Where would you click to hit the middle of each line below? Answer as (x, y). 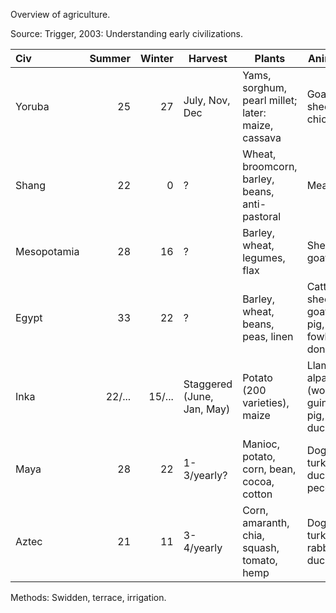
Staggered (208, 384)
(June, (198, 396)
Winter (157, 58)
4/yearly (203, 547)
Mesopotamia (47, 251)
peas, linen (268, 336)
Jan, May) (207, 409)
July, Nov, (207, 100)
